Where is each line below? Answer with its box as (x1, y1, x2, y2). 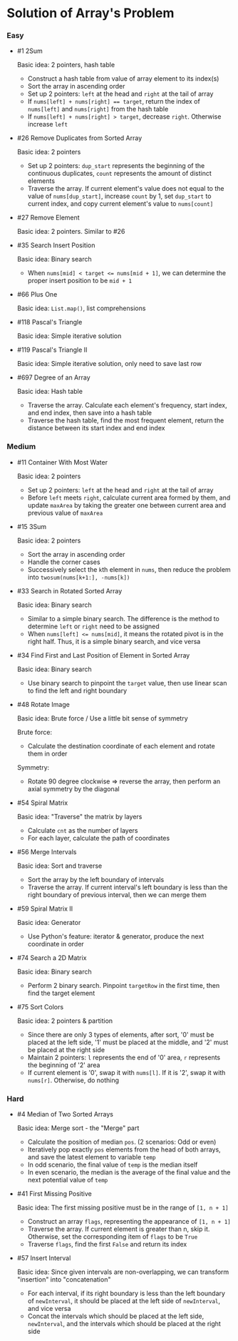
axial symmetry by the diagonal (27, 784, 120, 793)
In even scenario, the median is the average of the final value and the (27, 1168, 231, 1177)
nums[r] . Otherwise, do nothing (27, 1076, 119, 1084)
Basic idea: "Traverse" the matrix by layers (16, 812, 143, 821)
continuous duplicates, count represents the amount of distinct (27, 169, 212, 178)
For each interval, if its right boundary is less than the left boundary (27, 1289, 226, 1298)
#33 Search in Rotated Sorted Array (16, 586, 123, 595)
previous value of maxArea (27, 508, 103, 517)
